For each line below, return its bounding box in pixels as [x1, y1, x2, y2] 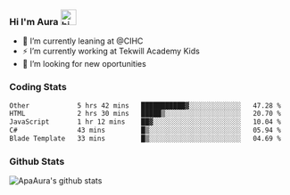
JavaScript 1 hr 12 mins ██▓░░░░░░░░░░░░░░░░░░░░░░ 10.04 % [9, 118, 281, 126]
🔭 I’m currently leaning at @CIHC [21, 36, 144, 46]
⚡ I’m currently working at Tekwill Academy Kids [21, 45, 201, 57]
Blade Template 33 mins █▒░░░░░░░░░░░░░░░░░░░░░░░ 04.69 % [9, 134, 281, 143]
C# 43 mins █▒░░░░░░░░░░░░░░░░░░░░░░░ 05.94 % [9, 126, 281, 135]
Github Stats [9, 155, 65, 167]
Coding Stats [9, 81, 67, 93]
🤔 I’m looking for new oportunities [21, 59, 147, 69]
